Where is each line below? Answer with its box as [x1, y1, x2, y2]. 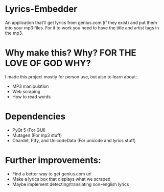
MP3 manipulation [12, 83, 49, 89]
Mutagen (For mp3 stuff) [12, 132, 62, 138]
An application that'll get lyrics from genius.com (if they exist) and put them [5, 20, 158, 25]
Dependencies [5, 111, 66, 122]
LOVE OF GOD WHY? [5, 58, 92, 69]
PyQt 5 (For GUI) [12, 127, 46, 133]
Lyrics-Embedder [5, 3, 77, 15]
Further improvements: [5, 155, 101, 166]
